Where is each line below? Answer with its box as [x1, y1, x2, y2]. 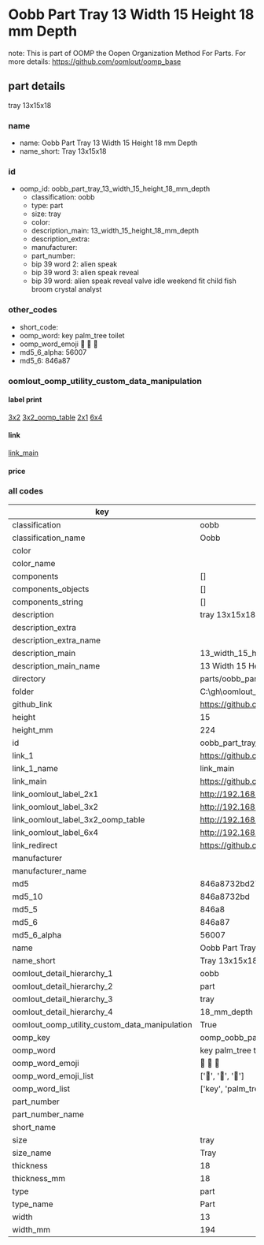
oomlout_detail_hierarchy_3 [12, 993, 113, 1005]
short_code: [19, 322, 59, 332]
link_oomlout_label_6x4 [12, 826, 99, 837]
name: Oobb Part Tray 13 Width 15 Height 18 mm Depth [19, 138, 198, 147]
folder [12, 686, 35, 697]
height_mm [12, 724, 53, 735]
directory [12, 673, 46, 684]
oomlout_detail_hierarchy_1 [12, 967, 113, 978]
